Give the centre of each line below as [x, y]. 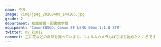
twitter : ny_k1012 [24, 32]
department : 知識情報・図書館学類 [37, 23]
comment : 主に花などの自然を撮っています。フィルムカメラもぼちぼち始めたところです [81, 37]
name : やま [16, 10]
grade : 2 [14, 19]
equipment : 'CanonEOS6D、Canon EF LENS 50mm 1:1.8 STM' [63, 28]
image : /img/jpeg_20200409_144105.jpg [45, 14]
